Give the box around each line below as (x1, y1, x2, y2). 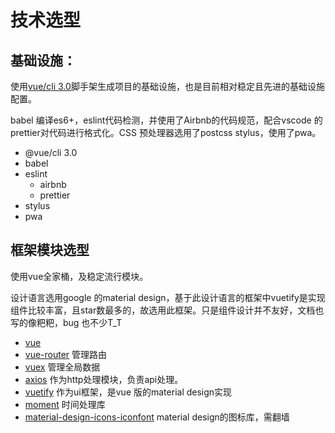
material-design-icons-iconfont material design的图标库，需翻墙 (24, 411, 290, 423)
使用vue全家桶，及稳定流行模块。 (10, 270, 149, 282)
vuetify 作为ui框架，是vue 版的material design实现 (24, 386, 233, 398)
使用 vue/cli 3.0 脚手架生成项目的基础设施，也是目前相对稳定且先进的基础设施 (10, 81, 325, 92)
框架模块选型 (10, 242, 90, 259)
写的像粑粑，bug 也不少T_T (10, 316, 123, 328)
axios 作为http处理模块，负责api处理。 (24, 373, 184, 385)
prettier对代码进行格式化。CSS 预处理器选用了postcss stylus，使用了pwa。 (10, 127, 322, 138)
